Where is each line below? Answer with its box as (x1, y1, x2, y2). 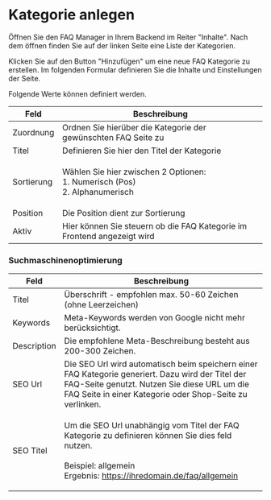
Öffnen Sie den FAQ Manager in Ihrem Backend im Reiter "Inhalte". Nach (8, 32, 248, 42)
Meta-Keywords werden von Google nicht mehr (64, 312, 246, 324)
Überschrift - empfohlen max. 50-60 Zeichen (64, 289, 239, 300)
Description (12, 341, 56, 352)
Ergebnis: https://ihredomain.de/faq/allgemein (64, 470, 239, 481)
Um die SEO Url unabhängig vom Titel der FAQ (64, 420, 240, 432)
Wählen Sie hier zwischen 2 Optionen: (61, 166, 206, 177)
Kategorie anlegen (8, 6, 135, 24)
